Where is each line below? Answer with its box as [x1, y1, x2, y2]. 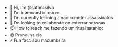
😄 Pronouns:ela [9, 32, 42, 38]
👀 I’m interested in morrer [9, 10, 60, 15]
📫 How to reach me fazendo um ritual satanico [9, 25, 104, 31]
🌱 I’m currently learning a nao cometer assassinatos [9, 15, 113, 20]
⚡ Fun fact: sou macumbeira [9, 37, 66, 43]
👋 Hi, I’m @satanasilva [9, 5, 54, 10]
